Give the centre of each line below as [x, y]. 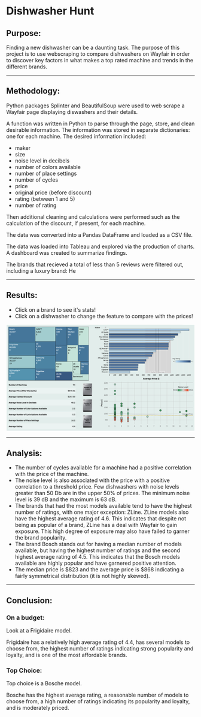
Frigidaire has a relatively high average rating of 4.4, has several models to [98, 642]
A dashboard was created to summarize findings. [67, 252]
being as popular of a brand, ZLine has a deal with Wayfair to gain [96, 525]
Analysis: [24, 453]
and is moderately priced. [38, 708]
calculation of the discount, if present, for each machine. [76, 223]
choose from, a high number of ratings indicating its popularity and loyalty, [98, 701]
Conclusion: [29, 600]
